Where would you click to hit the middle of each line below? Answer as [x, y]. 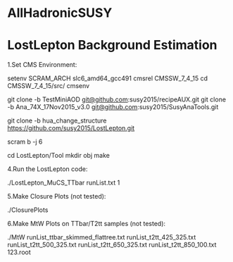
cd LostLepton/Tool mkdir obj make [59, 156]
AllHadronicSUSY [60, 13]
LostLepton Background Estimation [112, 45]
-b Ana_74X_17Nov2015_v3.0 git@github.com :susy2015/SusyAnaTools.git [113, 107]
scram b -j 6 [25, 142]
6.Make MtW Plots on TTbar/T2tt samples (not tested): [87, 224]
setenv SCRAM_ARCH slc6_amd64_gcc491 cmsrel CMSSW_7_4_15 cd [108, 78]
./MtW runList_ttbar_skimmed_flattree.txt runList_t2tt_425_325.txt [102, 237]
